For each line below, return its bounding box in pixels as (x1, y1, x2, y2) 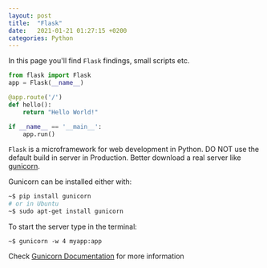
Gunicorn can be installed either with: (8, 177, 132, 186)
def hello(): (8, 101, 52, 109)
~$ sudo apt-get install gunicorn (8, 207, 124, 216)
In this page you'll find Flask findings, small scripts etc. (8, 56, 190, 66)
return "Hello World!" (22, 108, 99, 116)
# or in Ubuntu (8, 200, 59, 208)
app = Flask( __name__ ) (8, 79, 84, 87)
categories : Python (8, 34, 74, 42)
